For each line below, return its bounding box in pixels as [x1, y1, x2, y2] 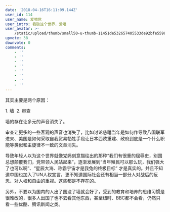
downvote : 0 [5, 40, 30, 45]
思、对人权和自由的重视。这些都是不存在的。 [5, 178, 99, 184]
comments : [5, 45, 26, 50]
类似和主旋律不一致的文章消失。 [14, 142, 81, 148]
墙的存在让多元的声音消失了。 [5, 118, 67, 124]
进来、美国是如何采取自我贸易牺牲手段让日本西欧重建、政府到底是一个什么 [5, 135, 160, 141]
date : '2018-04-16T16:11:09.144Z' [5, 7, 78, 13]
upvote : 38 [5, 36, 28, 41]
